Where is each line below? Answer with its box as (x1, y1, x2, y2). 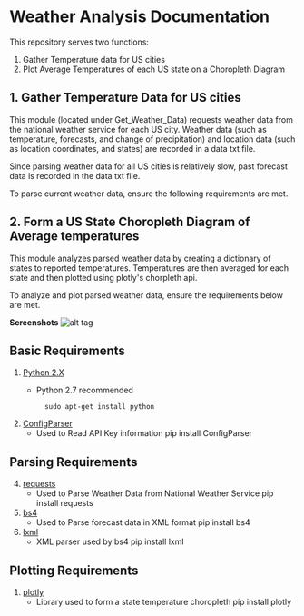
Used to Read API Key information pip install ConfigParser (35, 428, 252, 439)
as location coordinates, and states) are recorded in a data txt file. (9, 143, 256, 154)
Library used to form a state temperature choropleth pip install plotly (35, 597, 292, 607)
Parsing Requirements (9, 454, 138, 470)
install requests (35, 498, 93, 509)
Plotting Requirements (9, 562, 139, 578)
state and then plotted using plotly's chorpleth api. (9, 272, 198, 283)
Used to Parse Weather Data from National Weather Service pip (35, 488, 274, 499)
